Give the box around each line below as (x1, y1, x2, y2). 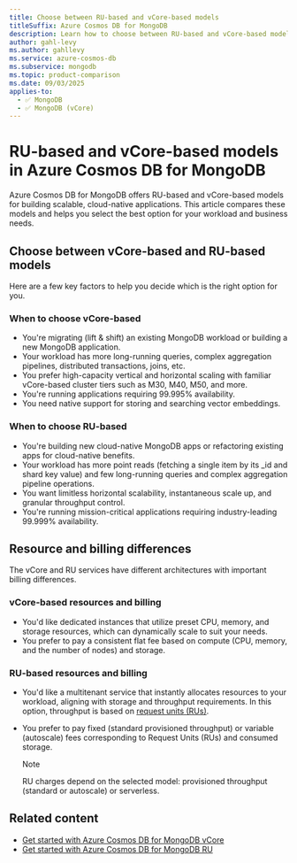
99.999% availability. (21, 515, 99, 527)
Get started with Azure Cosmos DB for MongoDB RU (21, 844, 214, 854)
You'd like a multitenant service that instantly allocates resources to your (21, 687, 287, 697)
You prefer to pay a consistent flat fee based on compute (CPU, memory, (21, 635, 288, 646)
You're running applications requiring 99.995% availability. (21, 389, 236, 399)
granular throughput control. (21, 497, 126, 507)
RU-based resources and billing (9, 667, 148, 679)
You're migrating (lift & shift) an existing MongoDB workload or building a (21, 333, 288, 343)
